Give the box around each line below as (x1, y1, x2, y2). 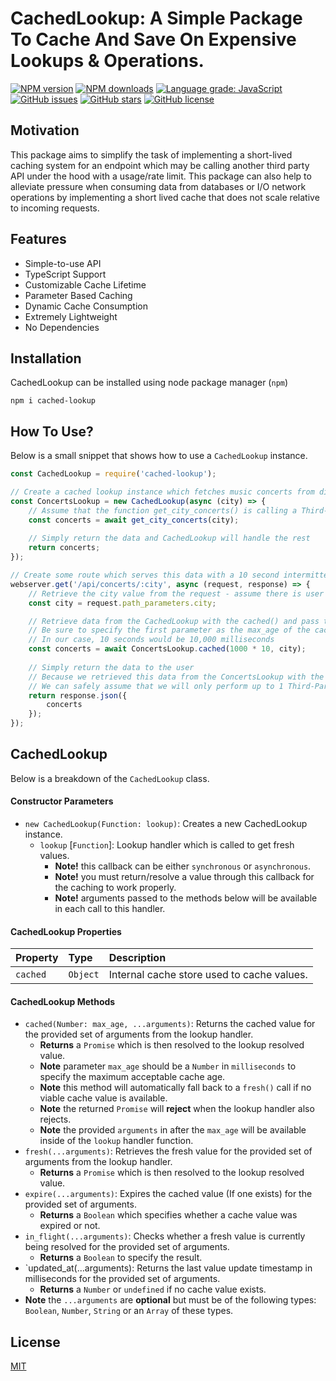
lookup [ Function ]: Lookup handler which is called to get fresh (39, 839, 295, 851)
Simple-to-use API (24, 257, 102, 269)
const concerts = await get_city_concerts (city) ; (28, 515, 240, 525)
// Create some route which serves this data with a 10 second (10, 570, 280, 581)
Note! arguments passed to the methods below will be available (54, 892, 318, 904)
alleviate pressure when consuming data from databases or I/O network (10, 180, 307, 192)
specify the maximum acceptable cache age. (39, 1071, 226, 1083)
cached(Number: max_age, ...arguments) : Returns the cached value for (24, 1018, 316, 1030)
